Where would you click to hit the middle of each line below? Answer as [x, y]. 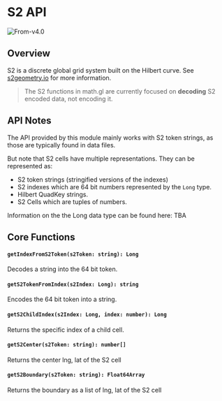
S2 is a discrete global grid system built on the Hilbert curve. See [101, 70]
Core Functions [41, 237]
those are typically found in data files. [61, 145]
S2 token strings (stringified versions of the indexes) [93, 180]
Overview [29, 53]
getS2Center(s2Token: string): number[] [67, 345]
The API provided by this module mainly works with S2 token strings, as [110, 138]
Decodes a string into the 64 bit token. [62, 269]
